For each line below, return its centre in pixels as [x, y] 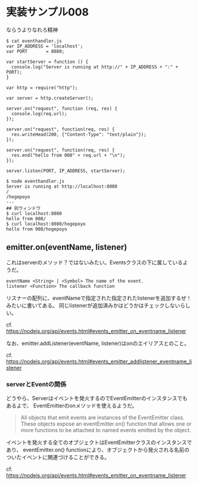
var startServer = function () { [47, 62]
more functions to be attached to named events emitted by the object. [106, 430]
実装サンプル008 [48, 12]
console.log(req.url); [39, 113]
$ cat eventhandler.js [34, 41]
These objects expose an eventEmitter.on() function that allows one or [106, 424]
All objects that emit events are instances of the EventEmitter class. [103, 418]
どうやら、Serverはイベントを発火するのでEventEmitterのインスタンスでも [97, 398]
